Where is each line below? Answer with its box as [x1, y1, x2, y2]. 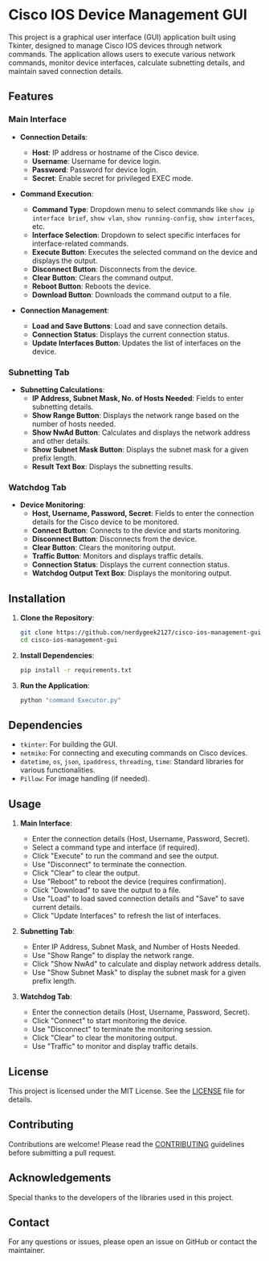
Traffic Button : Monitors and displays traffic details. [31, 551, 204, 561]
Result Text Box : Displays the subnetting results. [31, 461, 194, 471]
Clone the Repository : [19, 613, 95, 623]
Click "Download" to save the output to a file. [31, 886, 181, 895]
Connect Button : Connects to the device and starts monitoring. [31, 526, 242, 535]
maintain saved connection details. [8, 66, 124, 76]
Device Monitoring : [19, 500, 86, 510]
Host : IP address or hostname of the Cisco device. [31, 147, 199, 158]
